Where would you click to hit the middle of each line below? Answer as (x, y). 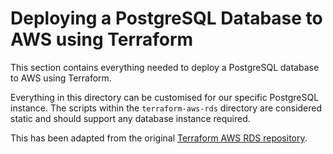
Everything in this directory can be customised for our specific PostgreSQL (165, 97)
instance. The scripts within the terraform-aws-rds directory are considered (166, 108)
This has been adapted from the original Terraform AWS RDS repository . (159, 138)
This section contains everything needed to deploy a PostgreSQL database (165, 67)
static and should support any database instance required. (130, 118)
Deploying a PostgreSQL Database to (166, 18)
